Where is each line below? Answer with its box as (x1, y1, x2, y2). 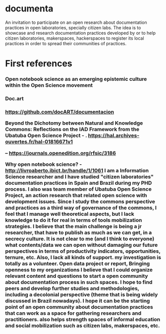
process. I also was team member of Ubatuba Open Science (5, 186, 152, 193)
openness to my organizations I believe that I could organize (5, 267, 153, 273)
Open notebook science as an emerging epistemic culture (5, 75, 147, 82)
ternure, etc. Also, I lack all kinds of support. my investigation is (5, 254, 162, 261)
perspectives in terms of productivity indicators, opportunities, (5, 248, 161, 255)
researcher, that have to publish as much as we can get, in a (5, 229, 152, 236)
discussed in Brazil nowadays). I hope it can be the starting (5, 297, 150, 304)
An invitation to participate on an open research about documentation (5, 19, 147, 25)
